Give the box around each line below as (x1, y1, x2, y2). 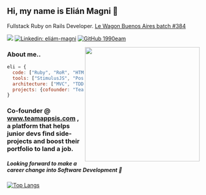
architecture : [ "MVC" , (12, 80, 70, 87)
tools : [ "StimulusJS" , (12, 75, 70, 81)
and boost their (33, 137, 80, 146)
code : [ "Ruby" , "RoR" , (12, 69, 70, 76)
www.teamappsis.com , (7, 114, 79, 122)
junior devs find (7, 129, 54, 138)
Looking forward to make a (7, 160, 77, 167)
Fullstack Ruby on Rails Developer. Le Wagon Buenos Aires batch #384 (7, 22, 186, 29)
